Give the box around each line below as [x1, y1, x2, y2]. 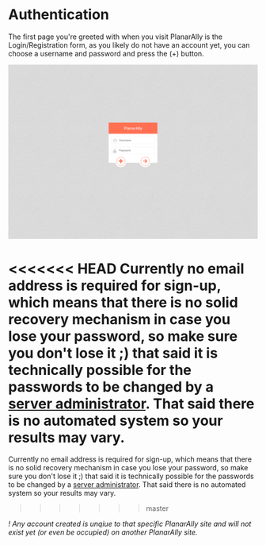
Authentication [8, 6, 109, 24]
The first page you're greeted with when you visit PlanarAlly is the [8, 32, 223, 41]
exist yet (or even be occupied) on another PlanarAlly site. [8, 528, 198, 537]
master [146, 504, 169, 513]
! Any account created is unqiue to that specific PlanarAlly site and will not [8, 519, 252, 529]
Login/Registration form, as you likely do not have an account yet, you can [8, 40, 250, 49]
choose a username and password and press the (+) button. [8, 48, 204, 58]
